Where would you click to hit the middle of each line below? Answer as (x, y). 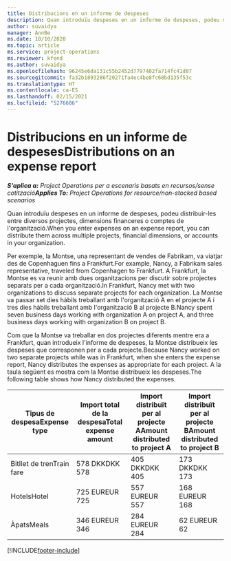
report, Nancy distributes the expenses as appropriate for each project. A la (114, 364)
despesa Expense (40, 422)
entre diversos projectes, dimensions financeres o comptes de (96, 220)
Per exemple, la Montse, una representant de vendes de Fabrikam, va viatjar (115, 256)
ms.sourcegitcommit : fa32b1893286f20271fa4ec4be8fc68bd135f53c (100, 77)
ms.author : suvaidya (37, 65)
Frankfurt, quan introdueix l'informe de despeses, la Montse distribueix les (112, 342)
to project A (152, 447)
